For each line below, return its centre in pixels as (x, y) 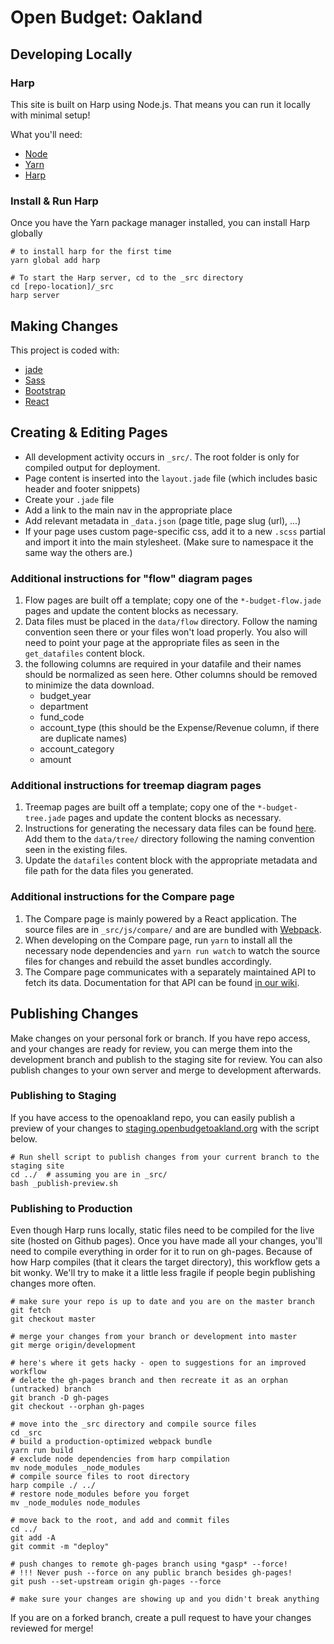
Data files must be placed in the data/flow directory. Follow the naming (171, 622)
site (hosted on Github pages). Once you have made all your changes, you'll (166, 1241)
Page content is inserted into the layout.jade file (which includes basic (171, 478)
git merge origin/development (73, 1346)
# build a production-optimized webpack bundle (111, 1442)
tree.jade (45, 819)
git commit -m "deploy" (60, 1547)
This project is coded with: (65, 350)
